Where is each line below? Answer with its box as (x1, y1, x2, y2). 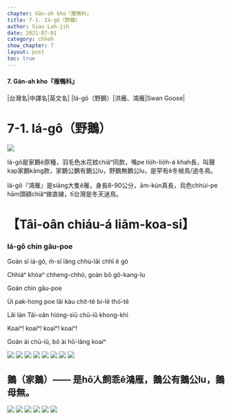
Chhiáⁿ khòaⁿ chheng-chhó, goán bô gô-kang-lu (7, 271, 146, 279)
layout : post (7, 49, 45, 56)
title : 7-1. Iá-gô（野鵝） (7, 17, 81, 23)
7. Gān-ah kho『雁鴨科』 (7, 77, 78, 86)
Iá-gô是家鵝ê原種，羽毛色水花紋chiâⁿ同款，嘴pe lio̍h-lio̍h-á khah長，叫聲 (7, 157, 215, 166)
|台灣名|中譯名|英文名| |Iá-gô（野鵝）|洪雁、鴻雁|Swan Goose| (7, 94, 185, 102)
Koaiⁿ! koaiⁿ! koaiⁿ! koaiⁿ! (7, 324, 78, 332)
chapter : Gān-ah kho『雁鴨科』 (7, 10, 92, 17)
